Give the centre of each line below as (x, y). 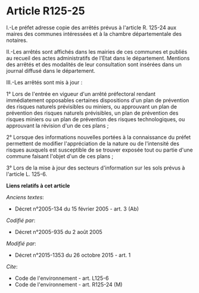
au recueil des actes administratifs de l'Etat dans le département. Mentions (98, 58)
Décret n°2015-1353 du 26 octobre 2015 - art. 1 (73, 255)
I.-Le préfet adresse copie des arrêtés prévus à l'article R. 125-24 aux (91, 27)
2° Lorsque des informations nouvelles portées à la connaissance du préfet (99, 137)
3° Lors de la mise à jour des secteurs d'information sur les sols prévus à (96, 168)
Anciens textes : (25, 197)
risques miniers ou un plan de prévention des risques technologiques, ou (96, 119)
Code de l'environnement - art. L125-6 (62, 278)
